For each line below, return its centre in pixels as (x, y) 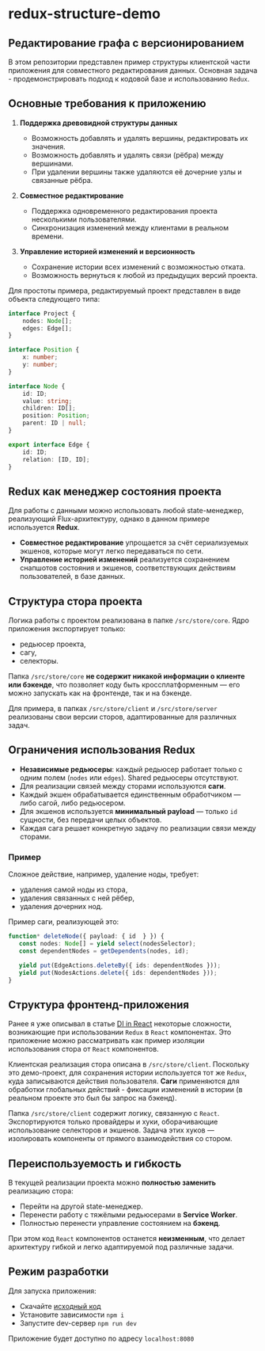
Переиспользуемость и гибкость (95, 1164)
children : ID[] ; (49, 409)
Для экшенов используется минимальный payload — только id (128, 811)
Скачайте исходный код (60, 1306)
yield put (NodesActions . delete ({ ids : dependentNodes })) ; (118, 972)
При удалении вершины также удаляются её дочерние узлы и (137, 172)
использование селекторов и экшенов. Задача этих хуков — (112, 1130)
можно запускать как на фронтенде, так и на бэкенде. (100, 693)
